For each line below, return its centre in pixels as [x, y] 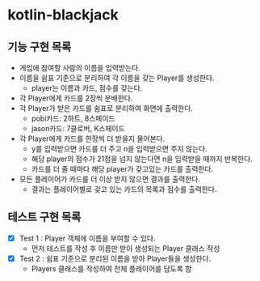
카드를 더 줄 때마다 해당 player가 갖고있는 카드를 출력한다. [122, 169]
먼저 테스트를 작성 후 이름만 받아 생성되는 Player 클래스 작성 [126, 248]
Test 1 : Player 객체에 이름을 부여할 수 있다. [87, 238]
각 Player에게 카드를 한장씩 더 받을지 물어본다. [92, 138]
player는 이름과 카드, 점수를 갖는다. [87, 88]
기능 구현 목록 [40, 47]
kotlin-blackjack [63, 15]
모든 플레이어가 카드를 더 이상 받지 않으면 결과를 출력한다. [110, 179]
